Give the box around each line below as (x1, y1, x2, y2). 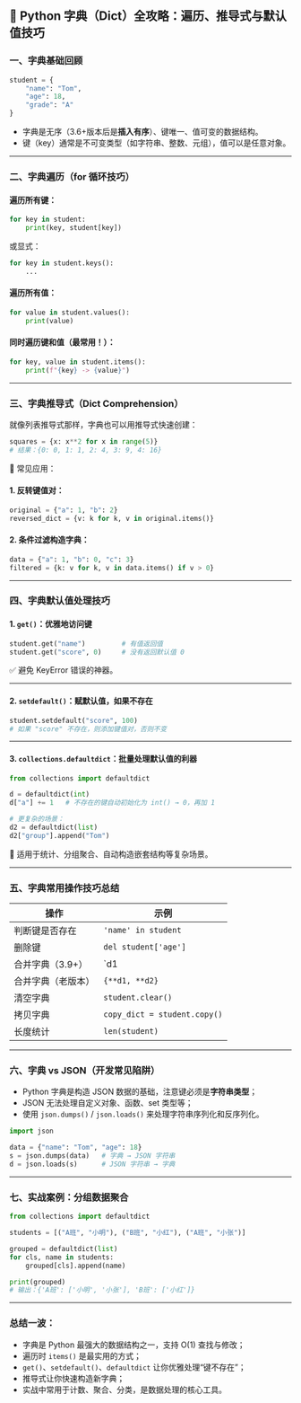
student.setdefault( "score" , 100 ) (9, 716, 139, 725)
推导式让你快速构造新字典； (21, 1372, 125, 1383)
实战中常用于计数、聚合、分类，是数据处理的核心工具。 (21, 1384, 227, 1395)
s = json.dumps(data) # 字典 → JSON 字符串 (9, 1152, 176, 1160)
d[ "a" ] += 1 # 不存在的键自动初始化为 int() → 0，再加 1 (9, 799, 215, 807)
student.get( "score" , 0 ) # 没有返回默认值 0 (9, 648, 185, 657)
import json (9, 1126, 54, 1136)
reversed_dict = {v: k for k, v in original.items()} (9, 514, 215, 523)
